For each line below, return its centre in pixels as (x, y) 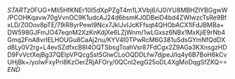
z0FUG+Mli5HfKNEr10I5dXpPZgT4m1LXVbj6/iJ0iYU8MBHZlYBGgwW (127, 10)
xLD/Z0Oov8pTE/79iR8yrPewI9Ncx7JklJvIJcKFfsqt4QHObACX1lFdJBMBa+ (116, 25)
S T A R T (17, 10)
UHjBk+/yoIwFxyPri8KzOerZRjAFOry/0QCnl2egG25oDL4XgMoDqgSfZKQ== (117, 62)
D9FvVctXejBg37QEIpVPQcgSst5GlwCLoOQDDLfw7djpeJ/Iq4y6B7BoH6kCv (117, 55)
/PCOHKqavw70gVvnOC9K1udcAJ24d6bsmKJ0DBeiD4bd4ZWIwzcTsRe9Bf (117, 17)
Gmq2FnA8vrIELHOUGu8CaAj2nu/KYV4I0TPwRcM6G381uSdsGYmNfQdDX (116, 40)
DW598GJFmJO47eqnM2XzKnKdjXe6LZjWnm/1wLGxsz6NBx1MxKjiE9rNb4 (116, 32)
